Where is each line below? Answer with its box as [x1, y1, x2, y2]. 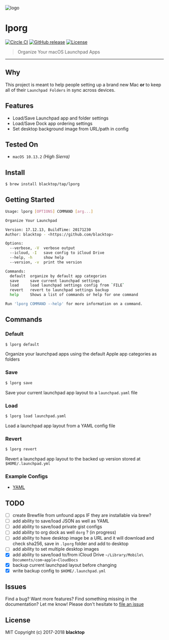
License [5, 616, 31, 624]
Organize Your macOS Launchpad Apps [17, 48, 101, 55]
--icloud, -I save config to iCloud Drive [10, 250, 105, 256]
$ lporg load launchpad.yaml [5, 414, 66, 419]
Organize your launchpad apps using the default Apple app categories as [5, 351, 157, 357]
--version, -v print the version [10, 260, 82, 265]
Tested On [5, 140, 39, 149]
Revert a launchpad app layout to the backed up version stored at [5, 455, 141, 461]
